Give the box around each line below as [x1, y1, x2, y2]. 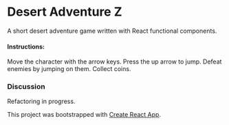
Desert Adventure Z [7, 4, 122, 20]
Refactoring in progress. [7, 97, 76, 106]
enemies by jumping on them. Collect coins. [7, 65, 131, 73]
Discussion [7, 82, 46, 92]
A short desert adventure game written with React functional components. [7, 27, 217, 35]
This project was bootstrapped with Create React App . [7, 111, 162, 119]
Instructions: [7, 42, 45, 51]
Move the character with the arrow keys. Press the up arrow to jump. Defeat [7, 57, 222, 66]
